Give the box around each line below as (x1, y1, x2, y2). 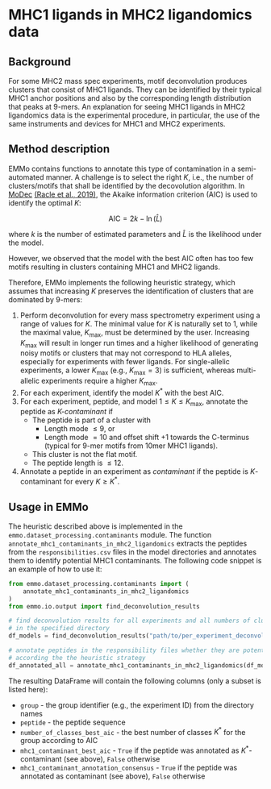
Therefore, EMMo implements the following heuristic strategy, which (8, 277, 236, 287)
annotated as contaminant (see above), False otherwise (19, 771, 206, 781)
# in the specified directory (8, 625, 110, 633)
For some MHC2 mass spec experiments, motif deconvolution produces (8, 77, 248, 85)
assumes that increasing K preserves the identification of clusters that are (8, 286, 254, 296)
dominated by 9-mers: (8, 294, 83, 304)
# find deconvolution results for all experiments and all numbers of (8, 617, 251, 625)
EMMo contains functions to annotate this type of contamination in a (8, 164, 236, 173)
